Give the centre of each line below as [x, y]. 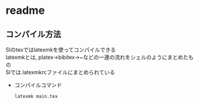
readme [25, 11]
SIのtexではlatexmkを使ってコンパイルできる [61, 50]
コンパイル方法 [33, 34]
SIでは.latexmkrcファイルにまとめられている [60, 72]
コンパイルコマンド [38, 85]
